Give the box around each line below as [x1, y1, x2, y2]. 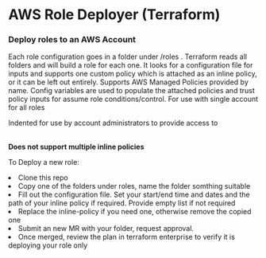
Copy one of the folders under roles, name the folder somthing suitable [18, 182, 251, 191]
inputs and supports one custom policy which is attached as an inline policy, [8, 69, 257, 79]
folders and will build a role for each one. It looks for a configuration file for [8, 61, 253, 70]
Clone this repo [18, 173, 69, 182]
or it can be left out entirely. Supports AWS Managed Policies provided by [8, 77, 249, 87]
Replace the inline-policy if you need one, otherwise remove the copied [18, 207, 252, 217]
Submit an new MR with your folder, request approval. [18, 224, 195, 233]
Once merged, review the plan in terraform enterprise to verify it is [18, 233, 236, 242]
